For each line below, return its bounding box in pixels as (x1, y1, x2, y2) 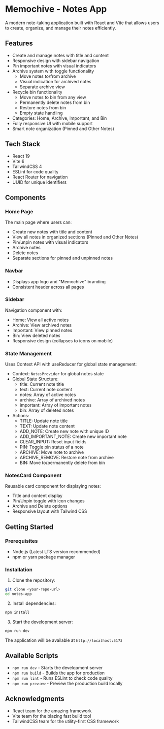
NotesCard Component (5, 472, 62, 479)
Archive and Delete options (12, 503, 67, 509)
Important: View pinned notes (12, 327, 72, 333)
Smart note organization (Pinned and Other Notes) (12, 126, 115, 132)
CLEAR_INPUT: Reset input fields (19, 439, 87, 445)
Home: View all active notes (12, 317, 69, 323)
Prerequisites (5, 537, 38, 544)
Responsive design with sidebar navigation (12, 58, 99, 64)
